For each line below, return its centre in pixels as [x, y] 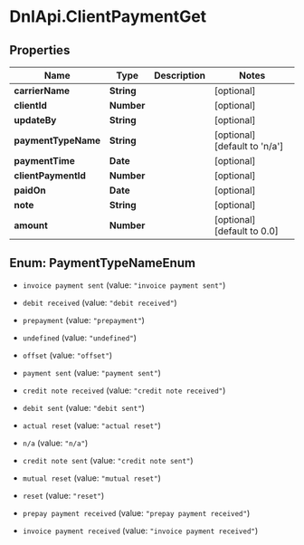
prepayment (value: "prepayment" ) [83, 320]
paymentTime [44, 161]
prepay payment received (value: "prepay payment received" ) [136, 512]
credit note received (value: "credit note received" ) [124, 390]
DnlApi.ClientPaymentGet [108, 17]
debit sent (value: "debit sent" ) [83, 407]
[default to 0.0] [246, 231]
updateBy [35, 120]
